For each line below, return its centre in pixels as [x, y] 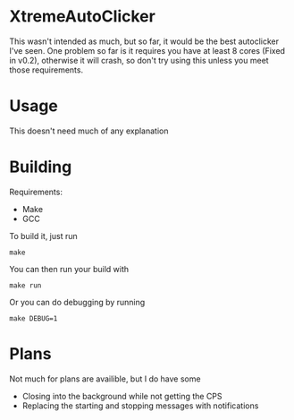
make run [25, 285]
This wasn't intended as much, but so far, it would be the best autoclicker [144, 41]
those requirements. [46, 70]
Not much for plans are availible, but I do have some [105, 379]
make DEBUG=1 [34, 318]
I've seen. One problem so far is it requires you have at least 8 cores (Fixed [147, 50]
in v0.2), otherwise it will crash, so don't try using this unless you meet [139, 60]
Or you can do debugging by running [77, 302]
